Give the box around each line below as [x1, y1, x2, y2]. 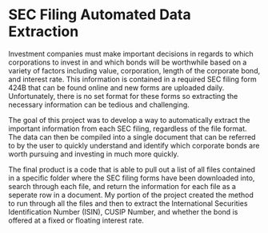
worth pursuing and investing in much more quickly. [8, 149, 179, 159]
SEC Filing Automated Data [8, 6, 191, 24]
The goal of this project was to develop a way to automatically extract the [8, 115, 250, 124]
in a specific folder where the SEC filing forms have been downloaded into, [8, 173, 255, 183]
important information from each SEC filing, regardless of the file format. [8, 124, 247, 133]
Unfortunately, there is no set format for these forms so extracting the [8, 91, 238, 101]
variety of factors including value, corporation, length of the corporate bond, [8, 65, 261, 75]
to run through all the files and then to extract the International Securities [8, 198, 248, 208]
